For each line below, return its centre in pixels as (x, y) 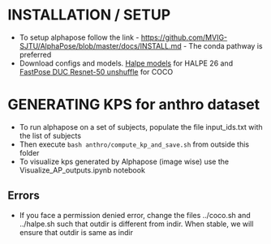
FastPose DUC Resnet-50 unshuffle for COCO (96, 71)
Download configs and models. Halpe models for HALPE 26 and (126, 63)
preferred (35, 54)
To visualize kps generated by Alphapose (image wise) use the (124, 161)
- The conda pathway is (223, 45)
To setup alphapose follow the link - (79, 37)
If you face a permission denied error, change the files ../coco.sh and (135, 215)
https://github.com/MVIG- (184, 37)
